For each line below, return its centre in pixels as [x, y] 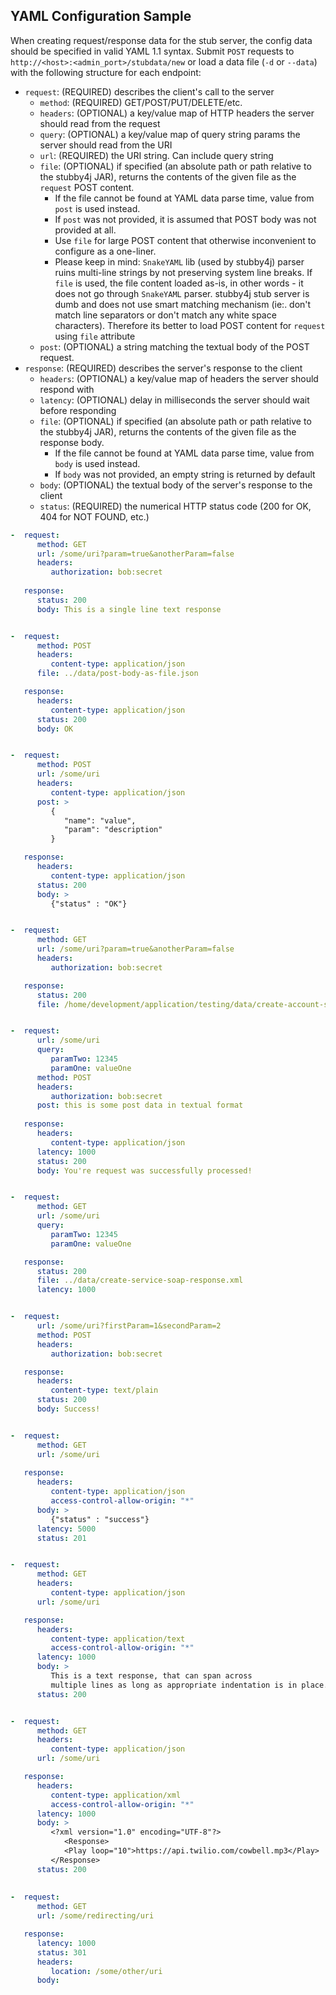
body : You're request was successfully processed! [144, 1170]
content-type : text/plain [104, 1390]
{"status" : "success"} [100, 1519]
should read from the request [100, 123]
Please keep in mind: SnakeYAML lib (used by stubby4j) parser [179, 261]
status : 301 [61, 1952]
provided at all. [85, 230]
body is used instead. [97, 463]
